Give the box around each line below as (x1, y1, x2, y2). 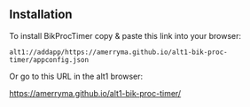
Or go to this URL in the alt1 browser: (9, 71, 144, 81)
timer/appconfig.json (9, 55, 90, 65)
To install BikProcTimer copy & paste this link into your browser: (9, 30, 242, 41)
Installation (9, 7, 73, 22)
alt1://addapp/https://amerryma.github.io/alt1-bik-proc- (9, 48, 228, 57)
